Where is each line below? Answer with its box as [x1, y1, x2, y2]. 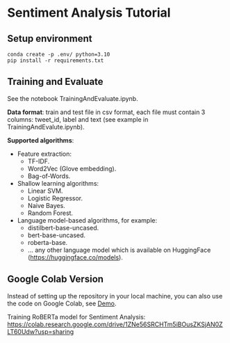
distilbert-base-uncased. [27, 223, 99, 232]
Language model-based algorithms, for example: [17, 216, 158, 224]
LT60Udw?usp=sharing [7, 327, 74, 335]
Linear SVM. [27, 186, 63, 195]
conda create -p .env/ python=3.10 [7, 51, 110, 58]
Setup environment [7, 33, 92, 45]
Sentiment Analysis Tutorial [7, 5, 171, 21]
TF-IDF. [27, 157, 50, 165]
